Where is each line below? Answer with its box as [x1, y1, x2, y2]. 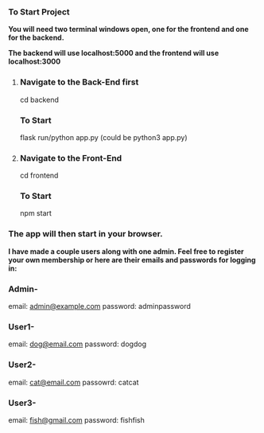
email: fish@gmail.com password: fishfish [8, 415, 145, 424]
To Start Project [8, 6, 70, 18]
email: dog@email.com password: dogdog [8, 339, 147, 349]
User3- [8, 397, 37, 408]
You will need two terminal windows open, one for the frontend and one [8, 25, 249, 34]
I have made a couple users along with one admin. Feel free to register [8, 246, 244, 256]
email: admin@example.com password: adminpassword [8, 302, 191, 311]
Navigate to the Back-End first [19, 76, 139, 88]
